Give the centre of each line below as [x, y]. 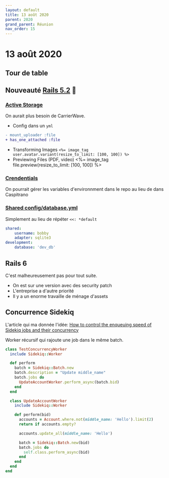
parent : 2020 [19, 19]
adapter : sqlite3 [33, 238]
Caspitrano [17, 195]
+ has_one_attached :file [33, 140]
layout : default [22, 10]
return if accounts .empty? [47, 424]
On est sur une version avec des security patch [62, 285]
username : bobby [32, 233]
